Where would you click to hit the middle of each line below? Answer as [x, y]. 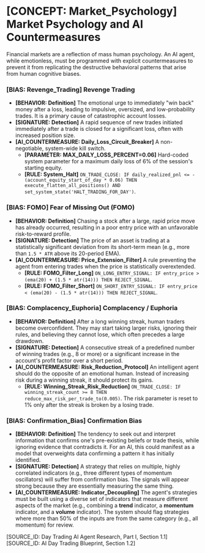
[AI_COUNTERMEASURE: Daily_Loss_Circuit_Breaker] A [87, 142]
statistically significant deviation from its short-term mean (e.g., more [102, 247]
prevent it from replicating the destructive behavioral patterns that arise [96, 67]
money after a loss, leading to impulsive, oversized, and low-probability [105, 109]
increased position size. [45, 135]
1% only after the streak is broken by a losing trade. [89, 404]
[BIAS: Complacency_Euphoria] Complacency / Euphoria [92, 308]
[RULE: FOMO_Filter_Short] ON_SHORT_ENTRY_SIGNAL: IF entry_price [111, 286]
